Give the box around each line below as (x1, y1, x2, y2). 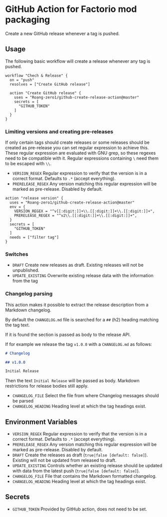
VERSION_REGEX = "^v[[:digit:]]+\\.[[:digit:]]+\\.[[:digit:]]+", (14, 209, 155, 214)
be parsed (12, 398, 34, 404)
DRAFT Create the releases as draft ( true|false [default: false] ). (12, 452, 148, 458)
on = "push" (9, 77, 35, 83)
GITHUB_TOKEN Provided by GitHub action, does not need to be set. (12, 506, 147, 512)
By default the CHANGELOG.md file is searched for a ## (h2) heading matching (5, 316, 159, 322)
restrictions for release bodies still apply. (5, 383, 89, 389)
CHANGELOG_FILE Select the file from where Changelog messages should (12, 393, 160, 399)
